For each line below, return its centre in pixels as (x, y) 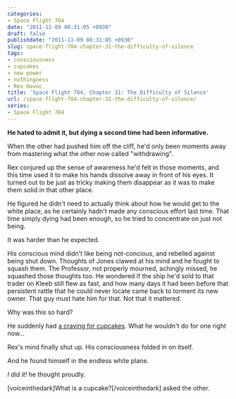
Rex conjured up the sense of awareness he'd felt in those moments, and (113, 167)
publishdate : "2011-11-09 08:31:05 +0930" (70, 40)
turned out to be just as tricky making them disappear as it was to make (111, 182)
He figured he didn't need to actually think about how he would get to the (113, 203)
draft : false (26, 34)
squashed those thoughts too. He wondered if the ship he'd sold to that (111, 275)
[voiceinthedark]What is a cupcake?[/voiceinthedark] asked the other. (108, 388)
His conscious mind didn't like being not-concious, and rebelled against (111, 253)
